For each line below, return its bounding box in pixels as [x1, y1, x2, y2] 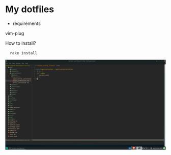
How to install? [5, 40, 37, 46]
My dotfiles [5, 4, 54, 15]
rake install [10, 50, 38, 55]
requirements [12, 20, 41, 26]
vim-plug [5, 30, 24, 36]
